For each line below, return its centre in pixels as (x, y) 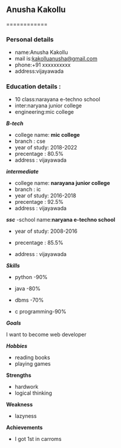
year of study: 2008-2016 (46, 231)
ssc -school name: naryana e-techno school (61, 220)
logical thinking (33, 393)
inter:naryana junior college (48, 105)
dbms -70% (29, 300)
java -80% (28, 289)
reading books (32, 357)
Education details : (34, 87)
